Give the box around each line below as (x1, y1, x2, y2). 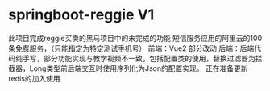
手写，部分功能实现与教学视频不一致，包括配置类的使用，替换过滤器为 (22, 53, 255, 63)
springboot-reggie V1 (8, 6, 155, 24)
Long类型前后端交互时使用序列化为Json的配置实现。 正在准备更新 (29, 63, 248, 73)
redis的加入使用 (8, 73, 60, 83)
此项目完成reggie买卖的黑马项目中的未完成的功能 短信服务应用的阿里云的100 (8, 33, 263, 43)
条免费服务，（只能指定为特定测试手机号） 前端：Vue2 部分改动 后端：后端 (8, 43, 255, 53)
